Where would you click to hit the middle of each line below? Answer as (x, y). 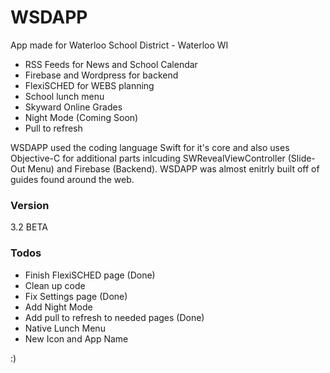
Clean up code (55, 285)
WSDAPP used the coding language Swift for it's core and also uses (150, 147)
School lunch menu (64, 96)
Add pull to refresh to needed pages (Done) (114, 317)
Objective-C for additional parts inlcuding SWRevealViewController (148, 158)
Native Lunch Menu (65, 328)
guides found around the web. (72, 179)
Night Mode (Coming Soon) (81, 117)
